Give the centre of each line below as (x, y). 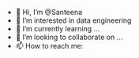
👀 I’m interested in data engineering (73, 20)
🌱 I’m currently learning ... (58, 29)
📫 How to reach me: (49, 46)
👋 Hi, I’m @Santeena (49, 12)
